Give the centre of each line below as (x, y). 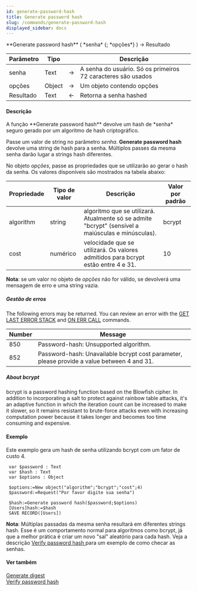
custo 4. (16, 456)
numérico (63, 254)
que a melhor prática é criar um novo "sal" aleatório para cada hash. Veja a (97, 536)
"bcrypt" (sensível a (111, 226)
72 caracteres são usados (116, 76)
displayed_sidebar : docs (36, 28)
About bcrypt (23, 377)
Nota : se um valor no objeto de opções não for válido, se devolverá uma (93, 279)
